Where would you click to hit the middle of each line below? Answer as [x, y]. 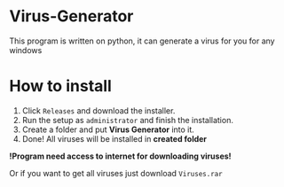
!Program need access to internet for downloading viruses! [121, 156]
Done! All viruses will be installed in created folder [114, 138]
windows [26, 50]
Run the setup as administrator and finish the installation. [127, 120]
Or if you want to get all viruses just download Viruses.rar [116, 173]
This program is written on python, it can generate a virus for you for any [142, 41]
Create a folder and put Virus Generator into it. [108, 129]
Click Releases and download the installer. [99, 110]
